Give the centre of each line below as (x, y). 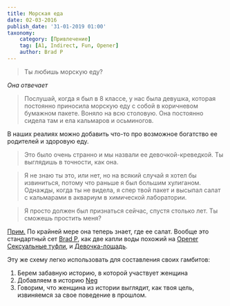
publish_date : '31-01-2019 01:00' (57, 26)
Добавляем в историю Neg (57, 280)
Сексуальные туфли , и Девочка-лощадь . (67, 246)
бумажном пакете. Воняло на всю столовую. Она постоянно (114, 113)
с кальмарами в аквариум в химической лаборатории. (105, 197)
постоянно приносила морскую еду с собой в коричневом (111, 106)
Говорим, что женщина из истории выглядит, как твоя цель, (106, 287)
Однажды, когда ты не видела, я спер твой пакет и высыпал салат (122, 190)
